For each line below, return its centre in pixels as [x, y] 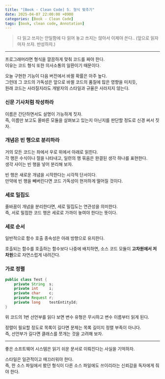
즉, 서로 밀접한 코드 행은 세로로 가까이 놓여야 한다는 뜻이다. [61, 213]
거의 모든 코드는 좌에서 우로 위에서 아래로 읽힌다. [52, 152]
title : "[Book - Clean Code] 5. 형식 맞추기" [50, 10]
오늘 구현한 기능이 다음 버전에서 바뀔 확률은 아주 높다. [56, 76]
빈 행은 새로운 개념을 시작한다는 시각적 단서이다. [51, 174]
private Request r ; [34, 298]
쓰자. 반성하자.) [41, 44]
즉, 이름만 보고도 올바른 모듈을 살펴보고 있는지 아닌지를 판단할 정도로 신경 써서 [80, 120]
